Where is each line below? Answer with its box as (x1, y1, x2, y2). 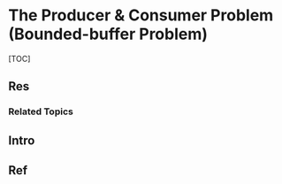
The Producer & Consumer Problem (8, 5, 274, 26)
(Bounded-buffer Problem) (8, 24, 209, 44)
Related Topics (8, 105, 74, 118)
